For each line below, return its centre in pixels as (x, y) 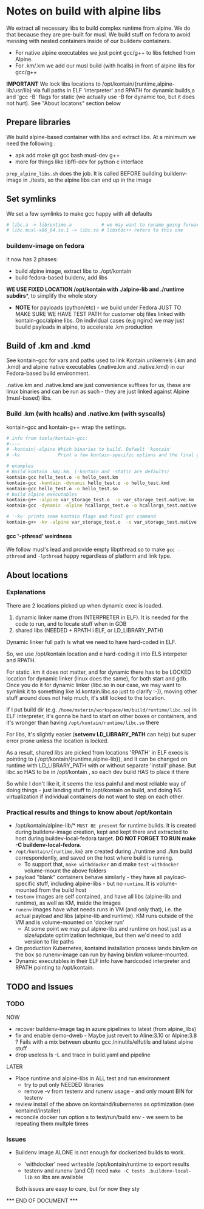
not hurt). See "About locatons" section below (64, 103)
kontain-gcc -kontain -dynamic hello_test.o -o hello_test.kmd (88, 483)
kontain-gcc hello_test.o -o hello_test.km (62, 477)
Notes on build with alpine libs (84, 11)
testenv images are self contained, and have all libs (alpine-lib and (98, 897)
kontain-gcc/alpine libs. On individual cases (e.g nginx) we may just (100, 320)
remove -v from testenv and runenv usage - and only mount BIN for (108, 1091)
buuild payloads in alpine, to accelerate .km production (84, 327)
